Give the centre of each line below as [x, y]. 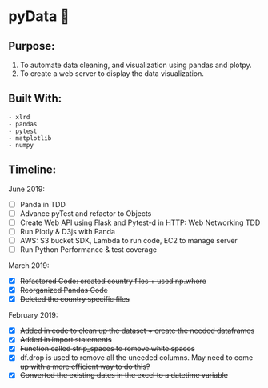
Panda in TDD [43, 204]
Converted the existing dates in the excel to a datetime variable [124, 375]
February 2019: [33, 315]
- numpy [21, 145]
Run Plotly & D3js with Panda [68, 231]
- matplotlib [30, 138]
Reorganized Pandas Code [64, 290]
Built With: [35, 99]
